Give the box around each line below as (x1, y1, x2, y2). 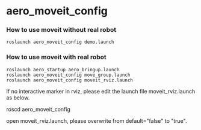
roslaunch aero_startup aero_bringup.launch (6, 66, 120, 72)
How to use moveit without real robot (6, 26, 116, 34)
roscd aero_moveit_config (6, 105, 70, 113)
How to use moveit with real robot (6, 53, 107, 61)
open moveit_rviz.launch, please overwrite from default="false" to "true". (6, 117, 187, 124)
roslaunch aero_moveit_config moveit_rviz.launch (6, 77, 134, 83)
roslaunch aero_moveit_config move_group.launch (6, 72, 131, 78)
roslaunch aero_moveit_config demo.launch (6, 39, 114, 46)
